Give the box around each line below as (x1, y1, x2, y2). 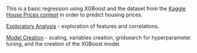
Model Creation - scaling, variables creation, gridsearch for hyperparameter (6, 34, 191, 41)
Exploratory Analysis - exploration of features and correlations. (6, 23, 160, 29)
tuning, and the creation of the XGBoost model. (6, 41, 121, 47)
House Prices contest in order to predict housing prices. (6, 11, 143, 18)
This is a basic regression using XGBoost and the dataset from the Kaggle (6, 5, 186, 12)
